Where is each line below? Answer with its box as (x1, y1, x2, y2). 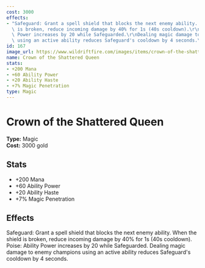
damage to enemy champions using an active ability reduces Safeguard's (6, 248, 191, 256)
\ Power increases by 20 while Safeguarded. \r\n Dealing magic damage (12, 32, 192, 38)
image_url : (6, 49, 34, 55)
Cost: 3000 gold (6, 141, 48, 149)
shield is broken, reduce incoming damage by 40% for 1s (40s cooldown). (6, 236, 192, 243)
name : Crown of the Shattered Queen (6, 54, 99, 61)
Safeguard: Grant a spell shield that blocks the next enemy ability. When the (6, 229, 197, 236)
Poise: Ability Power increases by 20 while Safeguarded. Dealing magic (6, 242, 186, 250)
